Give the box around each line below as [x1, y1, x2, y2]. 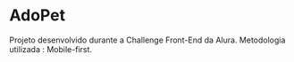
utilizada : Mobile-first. [9, 43, 92, 54]
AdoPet [9, 5, 65, 26]
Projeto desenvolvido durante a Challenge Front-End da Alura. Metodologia [9, 35, 286, 45]
